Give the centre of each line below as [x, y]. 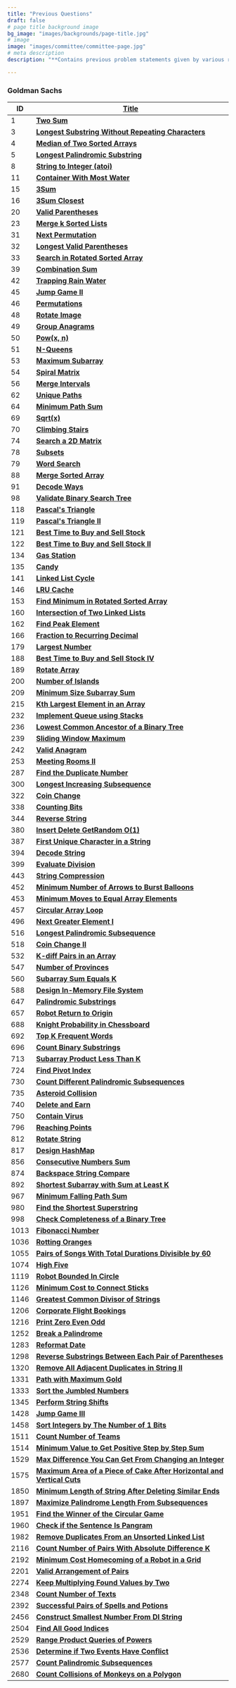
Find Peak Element [68, 624]
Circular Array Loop [70, 911]
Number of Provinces [72, 968]
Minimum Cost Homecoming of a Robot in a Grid [119, 1560]
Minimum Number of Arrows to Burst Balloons [115, 887]
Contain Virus [60, 1116]
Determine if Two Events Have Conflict [102, 1651]
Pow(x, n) [52, 338]
